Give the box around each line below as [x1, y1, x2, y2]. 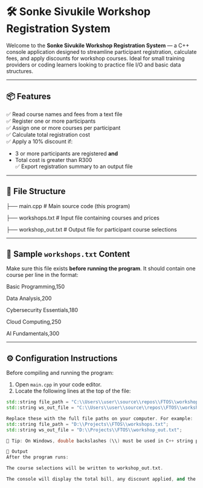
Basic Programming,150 [6, 283, 65, 290]
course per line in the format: [6, 272, 79, 279]
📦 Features [6, 91, 51, 102]
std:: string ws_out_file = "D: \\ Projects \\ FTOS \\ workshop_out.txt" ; [6, 427, 182, 433]
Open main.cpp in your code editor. [14, 381, 102, 388]
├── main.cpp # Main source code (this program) [6, 202, 130, 209]
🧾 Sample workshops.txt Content [6, 249, 130, 259]
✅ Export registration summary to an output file [14, 163, 133, 170]
